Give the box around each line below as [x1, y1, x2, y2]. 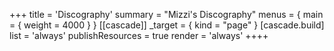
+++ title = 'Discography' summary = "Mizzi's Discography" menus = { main [9, 9, 324, 20]
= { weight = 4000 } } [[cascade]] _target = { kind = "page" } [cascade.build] [9, 19, 325, 31]
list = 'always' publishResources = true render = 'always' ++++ [9, 30, 269, 41]
